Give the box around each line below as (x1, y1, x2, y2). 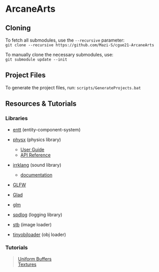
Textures (17, 261, 37, 267)
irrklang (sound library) (12, 162, 61, 168)
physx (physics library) (12, 137, 61, 143)
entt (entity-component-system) (12, 126, 81, 132)
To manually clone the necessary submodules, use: (5, 52, 113, 57)
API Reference (20, 152, 51, 158)
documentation (20, 171, 53, 178)
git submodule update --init (5, 57, 67, 62)
